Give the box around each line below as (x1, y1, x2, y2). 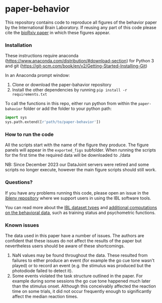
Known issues (5, 222, 39, 228)
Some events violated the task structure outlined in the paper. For (12, 273, 143, 279)
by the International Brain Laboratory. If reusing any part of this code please (5, 24, 157, 30)
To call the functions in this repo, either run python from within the (5, 101, 137, 106)
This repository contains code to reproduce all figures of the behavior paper (5, 19, 157, 25)
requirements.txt (12, 92, 48, 97)
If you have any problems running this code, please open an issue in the (5, 190, 149, 196)
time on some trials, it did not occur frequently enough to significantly (12, 288, 152, 294)
